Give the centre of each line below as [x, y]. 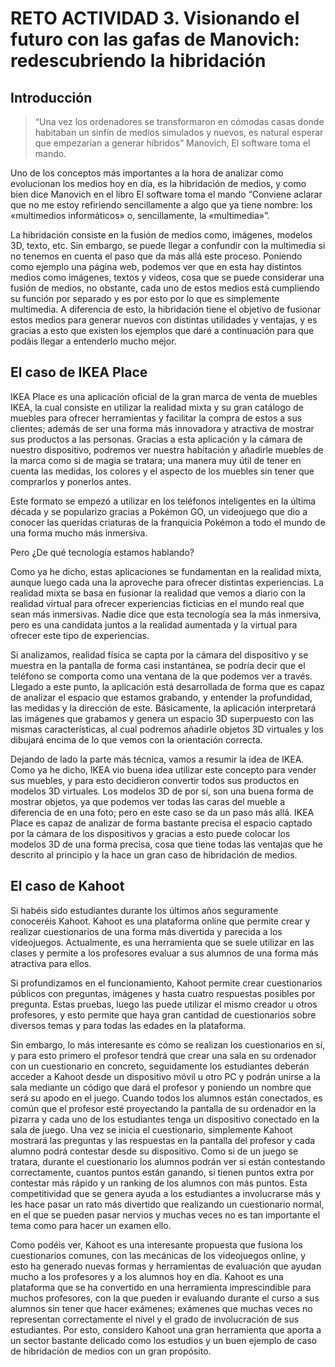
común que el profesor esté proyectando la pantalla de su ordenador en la [163, 1108]
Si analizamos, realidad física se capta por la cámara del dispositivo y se [159, 654]
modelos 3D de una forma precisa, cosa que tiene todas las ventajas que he [167, 844]
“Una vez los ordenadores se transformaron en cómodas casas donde [179, 121]
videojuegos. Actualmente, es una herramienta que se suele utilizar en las [162, 942]
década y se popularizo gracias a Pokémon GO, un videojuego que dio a [159, 511]
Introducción [51, 97]
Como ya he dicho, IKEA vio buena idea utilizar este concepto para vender [163, 769]
